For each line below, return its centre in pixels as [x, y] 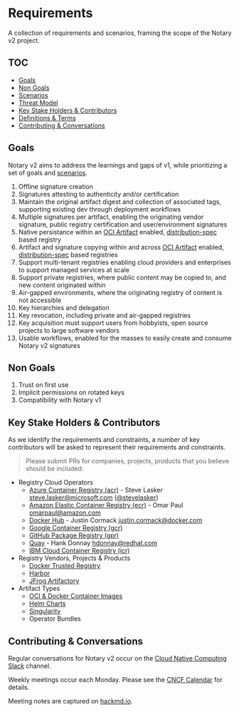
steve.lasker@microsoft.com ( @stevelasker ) [94, 497]
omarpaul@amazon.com [65, 513]
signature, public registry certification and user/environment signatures [123, 224]
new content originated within [62, 285]
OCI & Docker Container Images [76, 596]
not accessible [40, 300]
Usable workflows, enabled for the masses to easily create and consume [125, 338]
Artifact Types [39, 589]
